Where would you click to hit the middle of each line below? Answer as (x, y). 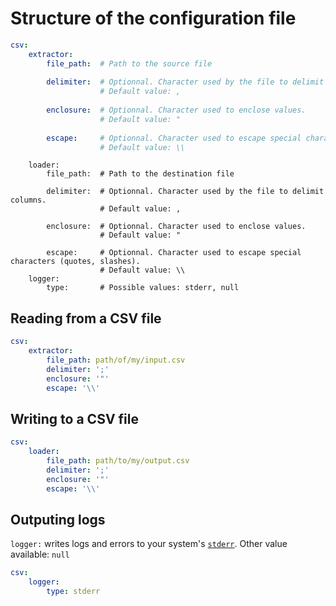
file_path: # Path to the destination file (140, 174)
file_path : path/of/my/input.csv (116, 360)
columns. (28, 200)
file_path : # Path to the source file (129, 63)
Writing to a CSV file (74, 418)
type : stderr (73, 592)
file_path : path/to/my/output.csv (118, 461)
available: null (40, 554)
